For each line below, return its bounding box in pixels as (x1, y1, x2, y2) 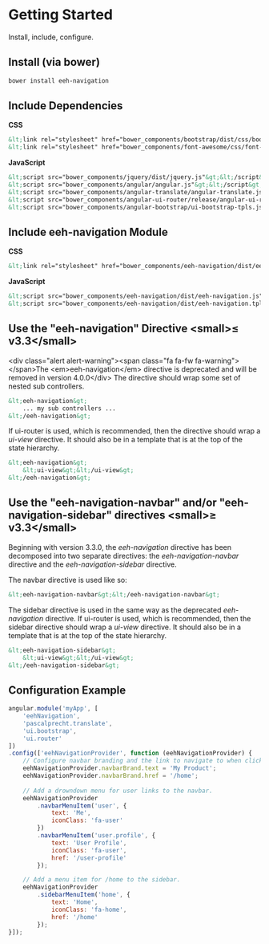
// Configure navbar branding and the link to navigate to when (22, 757, 242, 765)
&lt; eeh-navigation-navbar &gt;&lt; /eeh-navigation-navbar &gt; (8, 590, 220, 599)
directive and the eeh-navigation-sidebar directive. (8, 559, 178, 569)
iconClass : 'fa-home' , (50, 905, 127, 913)
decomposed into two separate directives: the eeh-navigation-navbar (8, 551, 239, 560)
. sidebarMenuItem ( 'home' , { (37, 891, 130, 899)
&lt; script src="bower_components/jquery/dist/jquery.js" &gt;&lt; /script (8, 173, 260, 181)
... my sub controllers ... (22, 404, 116, 413)
